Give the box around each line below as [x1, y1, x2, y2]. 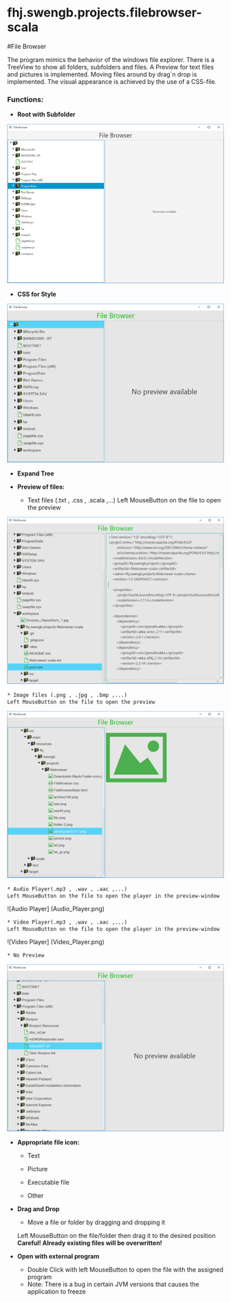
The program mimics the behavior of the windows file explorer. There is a [7, 55, 215, 63]
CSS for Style [16, 290, 56, 298]
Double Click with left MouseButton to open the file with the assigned [27, 1265, 223, 1274]
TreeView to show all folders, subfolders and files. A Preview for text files [7, 63, 214, 71]
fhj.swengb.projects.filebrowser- [7, 5, 202, 21]
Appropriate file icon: [16, 1138, 80, 1146]
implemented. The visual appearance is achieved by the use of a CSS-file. [7, 77, 217, 85]
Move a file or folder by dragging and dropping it [27, 1218, 166, 1226]
